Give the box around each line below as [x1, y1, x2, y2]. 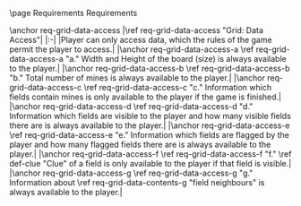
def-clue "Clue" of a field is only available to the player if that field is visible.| [9, 159, 292, 168]
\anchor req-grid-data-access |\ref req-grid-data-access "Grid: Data [9, 25, 264, 35]
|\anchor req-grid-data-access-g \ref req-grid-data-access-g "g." [9, 167, 254, 178]
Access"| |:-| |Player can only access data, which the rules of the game [9, 35, 272, 45]
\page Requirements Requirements [9, 8, 138, 18]
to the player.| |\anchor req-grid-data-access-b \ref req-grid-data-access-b [9, 63, 290, 73]
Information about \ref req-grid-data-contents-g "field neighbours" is [9, 177, 265, 187]
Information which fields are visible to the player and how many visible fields [9, 111, 291, 121]
